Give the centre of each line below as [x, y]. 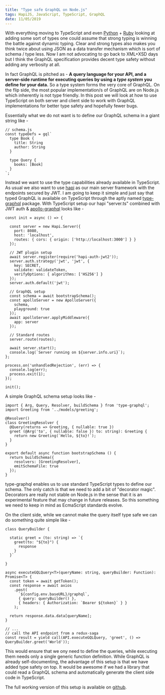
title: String [28, 143]
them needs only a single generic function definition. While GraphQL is [77, 657]
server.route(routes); [33, 340]
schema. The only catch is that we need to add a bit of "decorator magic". [81, 490]
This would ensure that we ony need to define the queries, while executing [81, 651]
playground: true [32, 309]
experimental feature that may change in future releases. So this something [82, 500]
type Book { [22, 139]
